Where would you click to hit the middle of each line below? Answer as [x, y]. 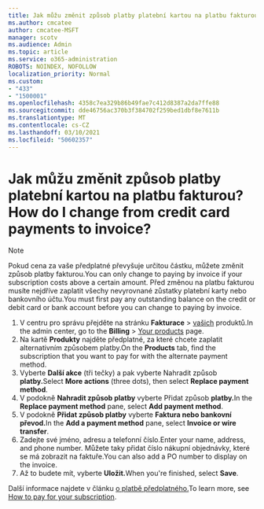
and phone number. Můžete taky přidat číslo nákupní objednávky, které [134, 448]
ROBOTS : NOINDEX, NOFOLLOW [52, 67]
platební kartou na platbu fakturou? [126, 195]
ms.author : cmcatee [40, 23]
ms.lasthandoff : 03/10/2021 [54, 132]
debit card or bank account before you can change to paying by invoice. [125, 308]
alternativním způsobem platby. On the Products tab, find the [117, 348]
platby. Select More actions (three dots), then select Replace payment [134, 382]
